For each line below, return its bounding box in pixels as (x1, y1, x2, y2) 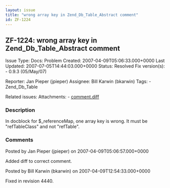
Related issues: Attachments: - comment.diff (5, 94, 99, 100)
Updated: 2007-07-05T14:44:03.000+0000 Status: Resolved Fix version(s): (5, 63, 165, 69)
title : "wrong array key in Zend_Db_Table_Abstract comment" (5, 12, 139, 17)
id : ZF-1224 (5, 17, 31, 22)
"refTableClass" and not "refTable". (5, 123, 80, 130)
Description (5, 107, 35, 114)
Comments (5, 136, 33, 143)
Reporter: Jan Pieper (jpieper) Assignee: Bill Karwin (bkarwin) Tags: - (5, 78, 151, 85)
